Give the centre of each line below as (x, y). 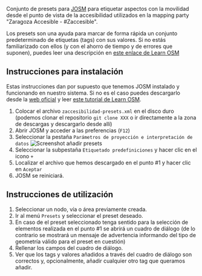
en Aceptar (28, 169)
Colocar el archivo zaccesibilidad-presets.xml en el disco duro (94, 111)
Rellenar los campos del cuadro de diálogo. (69, 247)
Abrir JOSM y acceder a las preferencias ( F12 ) (72, 130)
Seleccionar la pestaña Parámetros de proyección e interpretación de (104, 136)
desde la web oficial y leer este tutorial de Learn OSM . (74, 99)
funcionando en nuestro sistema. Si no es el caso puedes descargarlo (93, 93)
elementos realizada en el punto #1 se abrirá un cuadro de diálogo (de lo (105, 228)
